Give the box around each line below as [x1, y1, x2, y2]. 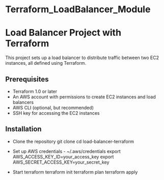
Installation [5, 125, 42, 134]
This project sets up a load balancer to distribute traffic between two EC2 [5, 55, 159, 61]
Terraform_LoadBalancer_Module [5, 4, 151, 15]
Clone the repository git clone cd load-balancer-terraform [12, 138, 134, 144]
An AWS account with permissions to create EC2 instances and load [12, 93, 156, 100]
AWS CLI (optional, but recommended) [12, 105, 94, 111]
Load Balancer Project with [5, 27, 121, 39]
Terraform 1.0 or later [12, 88, 58, 94]
